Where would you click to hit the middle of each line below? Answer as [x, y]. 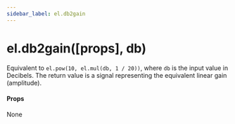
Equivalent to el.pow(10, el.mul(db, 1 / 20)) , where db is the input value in [118, 68]
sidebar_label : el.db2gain [46, 14]
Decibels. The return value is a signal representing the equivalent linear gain [117, 75]
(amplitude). [24, 83]
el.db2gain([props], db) [77, 48]
